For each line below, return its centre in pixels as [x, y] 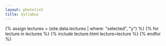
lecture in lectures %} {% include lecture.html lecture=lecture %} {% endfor [83, 34]
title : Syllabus [22, 14]
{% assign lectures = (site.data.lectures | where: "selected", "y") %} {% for [82, 28]
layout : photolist [24, 10]
